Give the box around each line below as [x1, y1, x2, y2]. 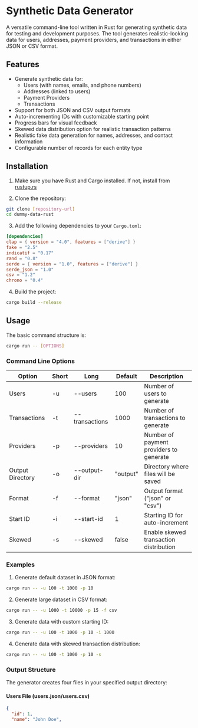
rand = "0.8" [6, 255, 38, 261]
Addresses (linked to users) [23, 87, 91, 95]
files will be [144, 470, 176, 478]
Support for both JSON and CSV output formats [14, 106, 131, 113]
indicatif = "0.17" [6, 250, 54, 256]
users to [144, 389, 167, 398]
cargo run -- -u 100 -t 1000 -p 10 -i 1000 [6, 629, 115, 635]
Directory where [144, 463, 189, 471]
